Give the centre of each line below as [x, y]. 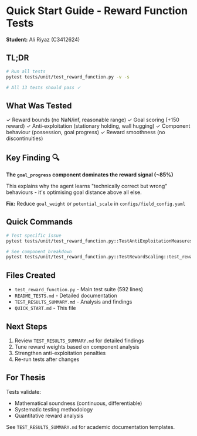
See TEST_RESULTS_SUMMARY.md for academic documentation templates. [91, 427]
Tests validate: [23, 391]
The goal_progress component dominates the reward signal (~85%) [90, 175]
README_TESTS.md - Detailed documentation [66, 296]
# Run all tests [26, 71]
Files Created [31, 275]
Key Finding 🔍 [33, 157]
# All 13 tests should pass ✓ [43, 87]
